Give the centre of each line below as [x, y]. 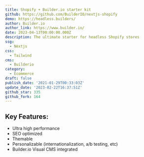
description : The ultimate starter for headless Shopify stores [72, 37]
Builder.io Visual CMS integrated [45, 149]
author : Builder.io [25, 23]
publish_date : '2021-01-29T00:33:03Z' [45, 83]
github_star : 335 [23, 92]
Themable [22, 139]
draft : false [18, 78]
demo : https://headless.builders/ [41, 19]
